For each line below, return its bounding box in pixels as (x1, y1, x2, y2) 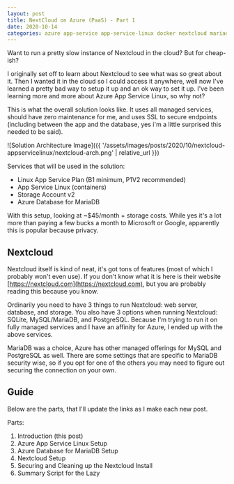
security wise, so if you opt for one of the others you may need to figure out (7, 358, 225, 367)
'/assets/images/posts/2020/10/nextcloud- (102, 141, 226, 150)
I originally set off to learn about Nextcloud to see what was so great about (7, 70, 221, 78)
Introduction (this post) (17, 432, 84, 440)
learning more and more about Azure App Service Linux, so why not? (7, 92, 205, 100)
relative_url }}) (118, 149, 160, 157)
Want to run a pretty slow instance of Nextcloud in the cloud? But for (7, 49, 204, 57)
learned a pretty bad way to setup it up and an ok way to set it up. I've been (7, 84, 224, 93)
